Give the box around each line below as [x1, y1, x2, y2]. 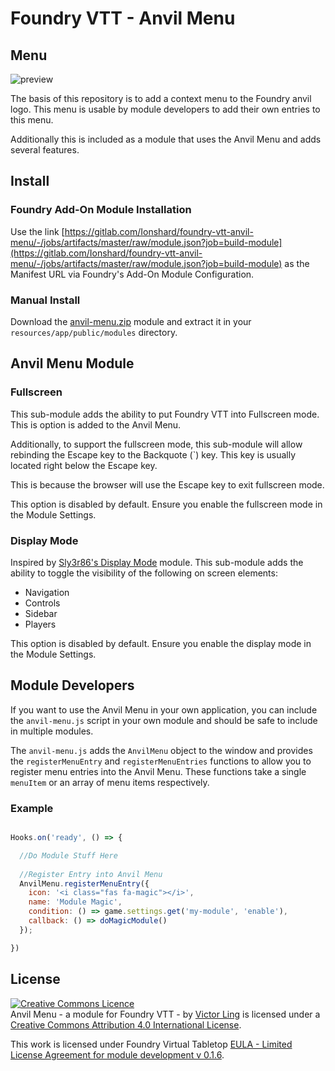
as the [284, 257, 310, 269]
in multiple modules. [10, 725, 94, 737]
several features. [10, 144, 80, 156]
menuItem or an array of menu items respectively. [10, 776, 210, 788]
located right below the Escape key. [10, 459, 158, 471]
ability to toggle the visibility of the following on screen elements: [10, 567, 278, 579]
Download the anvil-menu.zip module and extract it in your [10, 315, 252, 327]
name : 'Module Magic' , [28, 897, 123, 907]
